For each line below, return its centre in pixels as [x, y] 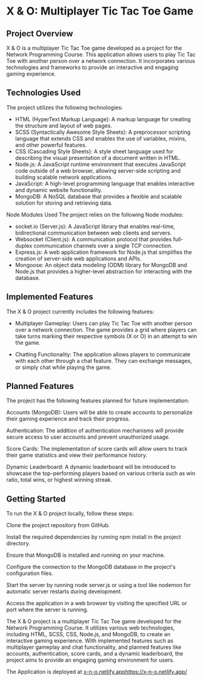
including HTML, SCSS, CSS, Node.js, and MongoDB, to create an [88, 634]
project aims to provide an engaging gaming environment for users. [90, 660]
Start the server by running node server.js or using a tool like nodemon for [98, 585]
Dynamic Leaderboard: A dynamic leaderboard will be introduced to [91, 467]
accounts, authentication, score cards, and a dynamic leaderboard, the [95, 654]
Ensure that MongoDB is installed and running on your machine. [86, 555]
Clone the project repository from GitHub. [58, 525]
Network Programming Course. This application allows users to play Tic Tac [101, 55]
